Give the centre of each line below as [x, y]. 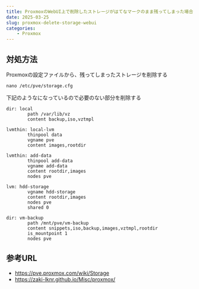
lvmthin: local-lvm [30, 129]
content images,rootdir [57, 145]
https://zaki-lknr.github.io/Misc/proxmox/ [65, 279]
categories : [21, 28]
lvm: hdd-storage [28, 187]
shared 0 [38, 207]
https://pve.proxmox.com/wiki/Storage [62, 273]
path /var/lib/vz [49, 114]
